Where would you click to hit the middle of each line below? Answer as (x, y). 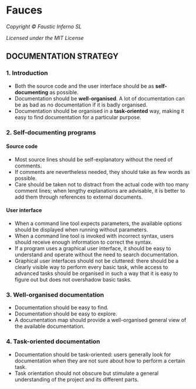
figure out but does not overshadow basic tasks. (73, 279)
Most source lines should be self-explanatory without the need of (94, 159)
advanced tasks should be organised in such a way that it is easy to (96, 273)
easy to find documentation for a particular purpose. (78, 117)
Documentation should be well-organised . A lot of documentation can (99, 98)
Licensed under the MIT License (45, 38)
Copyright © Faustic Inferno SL (44, 26)
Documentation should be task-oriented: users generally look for (93, 354)
